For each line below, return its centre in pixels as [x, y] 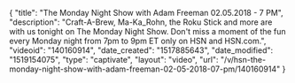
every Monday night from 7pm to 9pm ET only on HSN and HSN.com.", [138, 41]
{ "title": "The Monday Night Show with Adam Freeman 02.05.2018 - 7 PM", [146, 13]
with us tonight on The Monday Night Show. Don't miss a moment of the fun [147, 31]
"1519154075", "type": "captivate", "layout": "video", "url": [114, 60]
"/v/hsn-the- [243, 60]
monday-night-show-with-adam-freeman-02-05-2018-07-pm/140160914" [145, 69]
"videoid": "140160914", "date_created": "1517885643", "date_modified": [141, 50]
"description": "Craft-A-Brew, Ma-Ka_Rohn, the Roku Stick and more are [141, 22]
